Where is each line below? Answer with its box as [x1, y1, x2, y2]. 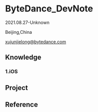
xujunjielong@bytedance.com [5, 38, 66, 45]
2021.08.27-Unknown [5, 19, 50, 25]
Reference [5, 101, 38, 109]
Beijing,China [5, 29, 32, 35]
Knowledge [5, 53, 41, 62]
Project [5, 83, 28, 92]
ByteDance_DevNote [5, 3, 94, 14]
